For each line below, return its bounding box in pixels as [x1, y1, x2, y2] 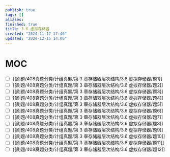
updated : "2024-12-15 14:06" [5, 36, 67, 41]
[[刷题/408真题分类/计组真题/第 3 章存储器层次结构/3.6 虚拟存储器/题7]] [12, 114, 163, 120]
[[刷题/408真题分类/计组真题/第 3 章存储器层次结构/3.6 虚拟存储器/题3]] [12, 88, 163, 95]
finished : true [5, 21, 38, 27]
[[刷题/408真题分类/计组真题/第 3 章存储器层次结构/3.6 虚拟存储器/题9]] [12, 127, 163, 133]
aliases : [5, 17, 24, 22]
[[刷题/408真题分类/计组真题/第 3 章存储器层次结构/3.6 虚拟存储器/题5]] [12, 101, 163, 107]
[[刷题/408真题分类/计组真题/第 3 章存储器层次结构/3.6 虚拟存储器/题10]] [12, 133, 165, 140]
